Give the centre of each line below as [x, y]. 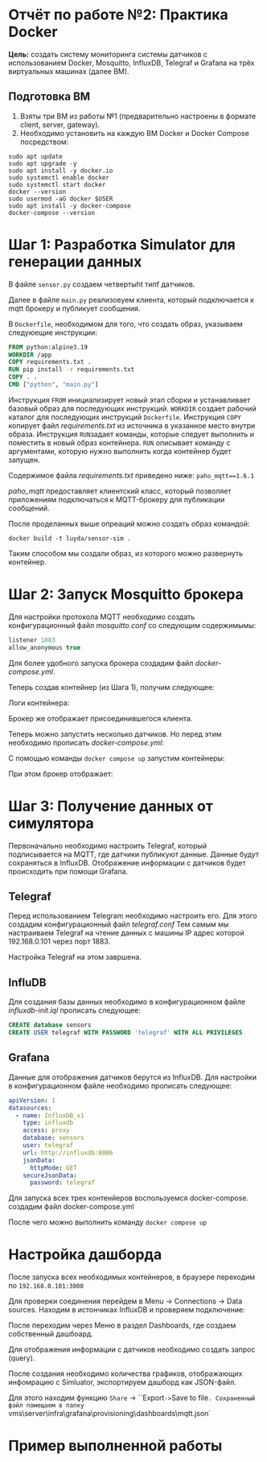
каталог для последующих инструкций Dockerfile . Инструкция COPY [125, 417]
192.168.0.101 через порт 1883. [60, 942]
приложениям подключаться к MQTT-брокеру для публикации [117, 499]
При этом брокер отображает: [61, 774]
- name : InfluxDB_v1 [50, 1115]
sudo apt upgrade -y [43, 163]
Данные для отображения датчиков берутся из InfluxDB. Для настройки [133, 1077]
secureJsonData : [50, 1175]
